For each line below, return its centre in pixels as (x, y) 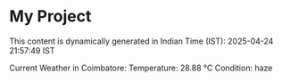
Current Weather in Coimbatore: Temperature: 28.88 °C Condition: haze (141, 68)
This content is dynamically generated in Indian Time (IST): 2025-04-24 (141, 41)
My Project (50, 16)
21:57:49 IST (32, 50)
